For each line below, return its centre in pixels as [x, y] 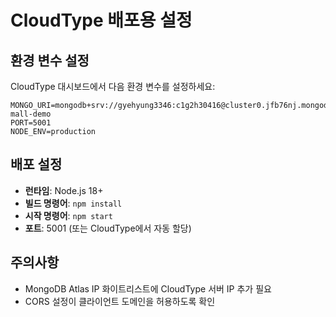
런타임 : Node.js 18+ [64, 190]
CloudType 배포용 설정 [101, 20]
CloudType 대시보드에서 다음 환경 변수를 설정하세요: [113, 86]
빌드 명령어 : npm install [73, 203]
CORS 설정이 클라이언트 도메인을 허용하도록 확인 [120, 301]
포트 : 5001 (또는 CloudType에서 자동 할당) [108, 228]
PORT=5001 [31, 123]
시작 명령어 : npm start [68, 215]
